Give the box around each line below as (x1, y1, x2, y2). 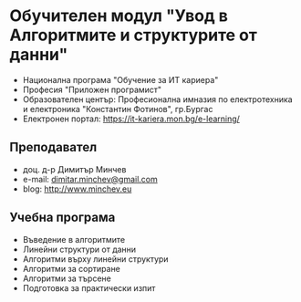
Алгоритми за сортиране (22, 263, 121, 274)
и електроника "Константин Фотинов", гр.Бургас (22, 103, 213, 114)
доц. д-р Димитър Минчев (22, 163, 127, 174)
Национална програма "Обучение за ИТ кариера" (22, 74, 219, 85)
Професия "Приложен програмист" (22, 84, 162, 95)
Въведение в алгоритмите (22, 234, 126, 245)
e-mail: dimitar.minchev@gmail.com (22, 173, 158, 184)
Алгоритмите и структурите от (9, 25, 258, 46)
